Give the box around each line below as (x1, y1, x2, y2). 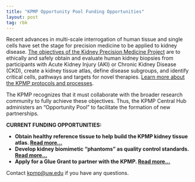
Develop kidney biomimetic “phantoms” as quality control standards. (14, 145, 190, 152)
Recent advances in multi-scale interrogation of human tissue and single (6, 36, 183, 43)
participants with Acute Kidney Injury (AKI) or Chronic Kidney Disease (6, 61, 177, 68)
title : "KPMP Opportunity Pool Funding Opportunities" (6, 8, 145, 15)
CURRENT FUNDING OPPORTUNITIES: (6, 122, 102, 129)
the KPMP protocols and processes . (6, 80, 94, 87)
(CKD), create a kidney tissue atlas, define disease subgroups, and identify (6, 67, 189, 74)
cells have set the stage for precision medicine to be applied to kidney (6, 42, 177, 49)
